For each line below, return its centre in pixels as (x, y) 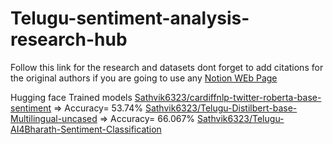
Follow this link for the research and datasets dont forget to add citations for (167, 67)
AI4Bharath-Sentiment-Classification (86, 129)
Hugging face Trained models (71, 97)
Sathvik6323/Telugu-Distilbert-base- (221, 108)
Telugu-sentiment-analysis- (130, 18)
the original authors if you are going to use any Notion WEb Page (144, 78)
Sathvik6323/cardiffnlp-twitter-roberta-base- (228, 97)
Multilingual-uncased (54, 118)
